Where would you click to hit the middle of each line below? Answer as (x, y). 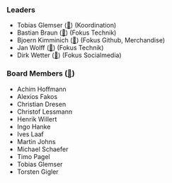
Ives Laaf (30, 134)
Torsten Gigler (38, 172)
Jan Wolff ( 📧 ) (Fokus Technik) (60, 48)
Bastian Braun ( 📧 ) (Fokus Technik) (67, 33)
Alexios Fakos (37, 96)
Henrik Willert (37, 119)
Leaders (21, 10)
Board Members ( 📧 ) (41, 73)
